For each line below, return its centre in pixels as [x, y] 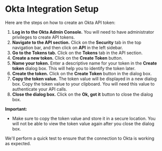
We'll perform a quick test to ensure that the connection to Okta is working [80, 138]
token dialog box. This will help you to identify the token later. [74, 68]
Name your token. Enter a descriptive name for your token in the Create [84, 63]
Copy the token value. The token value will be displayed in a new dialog [84, 79]
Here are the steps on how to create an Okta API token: [60, 22]
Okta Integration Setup [52, 9]
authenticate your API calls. [39, 89]
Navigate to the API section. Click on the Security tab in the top [77, 42]
